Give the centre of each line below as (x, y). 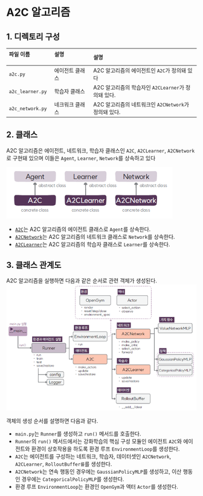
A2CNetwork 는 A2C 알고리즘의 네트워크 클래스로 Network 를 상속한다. (95, 237)
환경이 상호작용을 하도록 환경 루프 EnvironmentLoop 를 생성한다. (105, 449)
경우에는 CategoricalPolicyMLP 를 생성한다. (73, 479)
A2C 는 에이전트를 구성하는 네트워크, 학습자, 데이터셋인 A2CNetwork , (93, 456)
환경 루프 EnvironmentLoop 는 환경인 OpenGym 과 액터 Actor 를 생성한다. (96, 486)
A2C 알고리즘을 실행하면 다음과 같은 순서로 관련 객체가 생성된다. (82, 281)
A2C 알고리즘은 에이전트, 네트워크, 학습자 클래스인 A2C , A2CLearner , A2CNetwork (101, 150)
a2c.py (17, 74)
